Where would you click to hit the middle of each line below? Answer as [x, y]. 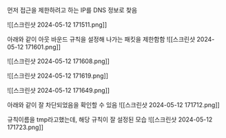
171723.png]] [25, 127]
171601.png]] [43, 47]
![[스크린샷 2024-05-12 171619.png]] [58, 76]
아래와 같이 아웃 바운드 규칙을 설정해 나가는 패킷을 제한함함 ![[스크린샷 [101, 39]
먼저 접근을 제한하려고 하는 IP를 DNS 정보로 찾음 [72, 10]
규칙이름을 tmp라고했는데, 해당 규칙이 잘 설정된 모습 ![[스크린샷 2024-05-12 [110, 119]
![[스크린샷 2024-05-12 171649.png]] [59, 90]
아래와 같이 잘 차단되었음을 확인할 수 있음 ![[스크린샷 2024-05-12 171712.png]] [114, 105]
